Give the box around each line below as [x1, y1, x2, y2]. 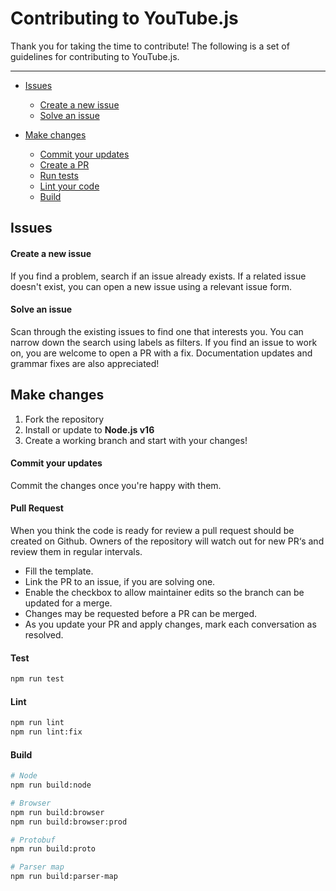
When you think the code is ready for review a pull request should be [10, 524, 295, 536]
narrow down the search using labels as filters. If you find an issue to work [10, 336, 318, 348]
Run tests [39, 169, 79, 181]
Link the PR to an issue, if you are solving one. [24, 575, 216, 587]
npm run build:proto [10, 844, 97, 854]
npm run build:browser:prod [10, 817, 128, 827]
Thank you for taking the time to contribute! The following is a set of [10, 40, 290, 52]
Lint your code [39, 180, 100, 192]
